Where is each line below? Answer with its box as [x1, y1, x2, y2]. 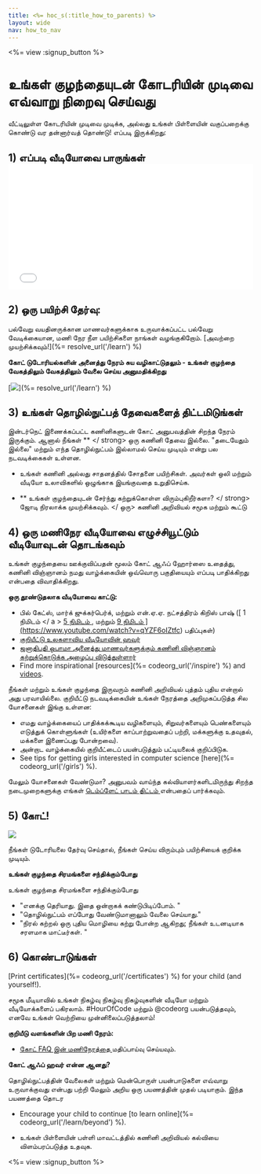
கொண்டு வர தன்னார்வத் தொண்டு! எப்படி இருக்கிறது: [8, 127, 167, 138]
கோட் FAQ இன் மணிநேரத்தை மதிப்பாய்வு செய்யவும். [19, 1043, 176, 1054]
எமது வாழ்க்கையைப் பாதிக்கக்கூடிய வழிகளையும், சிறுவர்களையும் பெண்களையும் [19, 718, 252, 727]
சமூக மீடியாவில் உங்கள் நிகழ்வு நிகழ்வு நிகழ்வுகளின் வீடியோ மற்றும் [8, 995, 209, 1004]
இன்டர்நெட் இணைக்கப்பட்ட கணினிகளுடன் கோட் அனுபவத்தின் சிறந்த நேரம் [8, 426, 235, 436]
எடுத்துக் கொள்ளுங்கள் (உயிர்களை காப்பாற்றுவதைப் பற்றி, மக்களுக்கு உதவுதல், [19, 727, 253, 736]
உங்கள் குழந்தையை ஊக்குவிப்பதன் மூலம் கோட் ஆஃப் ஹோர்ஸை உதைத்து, [8, 559, 236, 569]
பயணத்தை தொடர [8, 1093, 64, 1102]
